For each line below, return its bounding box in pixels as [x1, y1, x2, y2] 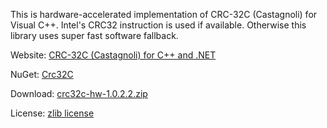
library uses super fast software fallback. [10, 30, 179, 41]
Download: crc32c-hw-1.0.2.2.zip [10, 88, 148, 99]
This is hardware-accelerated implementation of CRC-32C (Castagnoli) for [10, 9, 318, 20]
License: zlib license [10, 107, 95, 119]
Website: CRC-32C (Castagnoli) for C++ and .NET [10, 49, 217, 61]
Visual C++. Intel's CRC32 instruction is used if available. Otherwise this [10, 19, 307, 31]
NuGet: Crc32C [10, 69, 74, 80]
